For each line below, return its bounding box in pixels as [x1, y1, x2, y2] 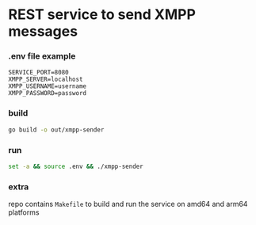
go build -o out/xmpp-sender [8, 125, 105, 134]
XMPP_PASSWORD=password [8, 90, 87, 97]
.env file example [8, 51, 76, 62]
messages [8, 22, 78, 40]
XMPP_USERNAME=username [8, 82, 87, 90]
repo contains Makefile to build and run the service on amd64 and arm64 [8, 200, 248, 209]
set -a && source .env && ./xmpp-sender [8, 162, 144, 170]
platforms [8, 208, 40, 217]
